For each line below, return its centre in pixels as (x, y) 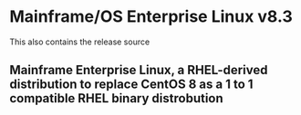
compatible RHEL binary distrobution (116, 98)
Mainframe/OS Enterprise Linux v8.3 (151, 17)
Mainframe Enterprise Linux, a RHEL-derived (139, 70)
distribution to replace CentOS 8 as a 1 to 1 (131, 85)
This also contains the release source (80, 42)
